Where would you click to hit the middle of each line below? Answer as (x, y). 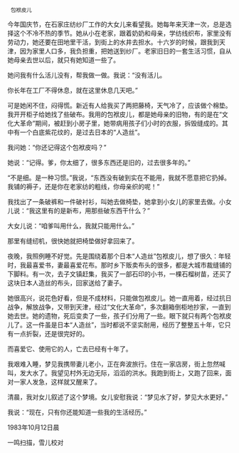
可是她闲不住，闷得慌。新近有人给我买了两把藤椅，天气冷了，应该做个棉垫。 (119, 105)
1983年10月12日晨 (33, 427)
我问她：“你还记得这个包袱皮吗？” (57, 147)
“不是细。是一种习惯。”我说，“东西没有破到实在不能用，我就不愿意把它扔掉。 (119, 178)
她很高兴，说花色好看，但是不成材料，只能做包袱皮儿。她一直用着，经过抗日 (119, 298)
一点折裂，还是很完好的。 (51, 334)
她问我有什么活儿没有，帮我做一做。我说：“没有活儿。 (87, 75)
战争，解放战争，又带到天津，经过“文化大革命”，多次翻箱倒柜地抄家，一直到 (119, 307)
